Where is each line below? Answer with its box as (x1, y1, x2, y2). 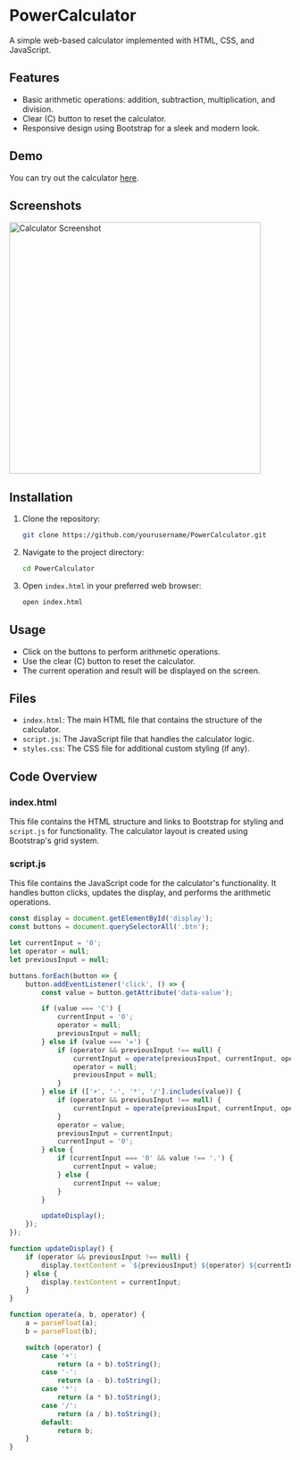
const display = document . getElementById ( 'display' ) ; (9, 914, 214, 924)
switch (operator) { (25, 1343, 102, 1352)
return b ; (56, 1426, 94, 1435)
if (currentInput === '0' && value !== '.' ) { (56, 1154, 234, 1163)
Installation (9, 489, 73, 505)
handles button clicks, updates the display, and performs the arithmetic (9, 887, 271, 899)
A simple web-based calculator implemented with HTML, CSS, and (9, 35, 254, 46)
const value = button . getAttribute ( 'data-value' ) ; (41, 988, 234, 997)
